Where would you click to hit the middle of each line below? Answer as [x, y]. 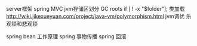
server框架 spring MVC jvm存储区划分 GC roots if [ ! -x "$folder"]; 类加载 [96, 9]
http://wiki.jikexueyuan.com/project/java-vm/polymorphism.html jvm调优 [96, 16]
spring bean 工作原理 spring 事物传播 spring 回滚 [66, 36]
